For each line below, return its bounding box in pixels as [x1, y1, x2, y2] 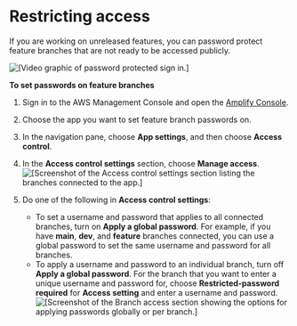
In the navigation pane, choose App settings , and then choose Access [21, 131, 283, 142]
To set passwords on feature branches [9, 79, 155, 90]
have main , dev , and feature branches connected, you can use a [35, 230, 274, 241]
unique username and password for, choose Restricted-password [35, 278, 280, 289]
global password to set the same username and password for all [35, 240, 271, 250]
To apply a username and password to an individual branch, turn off [35, 258, 285, 269]
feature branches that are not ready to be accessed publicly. [9, 45, 231, 55]
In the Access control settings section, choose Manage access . [21, 158, 260, 168]
